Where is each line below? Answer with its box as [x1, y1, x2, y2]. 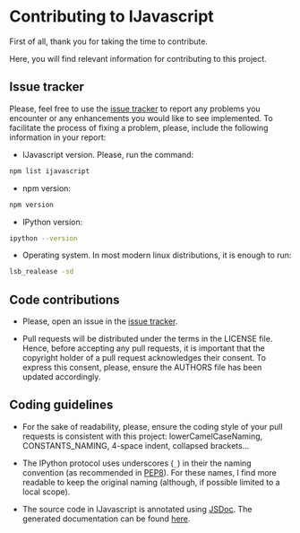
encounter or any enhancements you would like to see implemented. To [9, 112, 273, 123]
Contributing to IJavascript [9, 6, 215, 27]
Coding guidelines [9, 398, 114, 413]
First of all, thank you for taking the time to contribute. [9, 36, 209, 47]
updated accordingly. [21, 371, 101, 382]
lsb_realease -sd [9, 267, 74, 276]
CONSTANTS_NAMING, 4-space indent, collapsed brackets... [21, 440, 250, 450]
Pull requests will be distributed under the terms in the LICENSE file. [21, 334, 273, 345]
